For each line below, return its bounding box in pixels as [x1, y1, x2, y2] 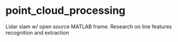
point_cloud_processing [5, 4, 126, 17]
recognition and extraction [5, 29, 70, 36]
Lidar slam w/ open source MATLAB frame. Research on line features [5, 23, 172, 30]
